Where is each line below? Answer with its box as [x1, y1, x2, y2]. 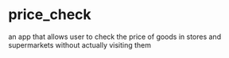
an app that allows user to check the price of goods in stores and [8, 32, 221, 41]
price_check [8, 6, 91, 24]
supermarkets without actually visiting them [8, 40, 152, 49]
